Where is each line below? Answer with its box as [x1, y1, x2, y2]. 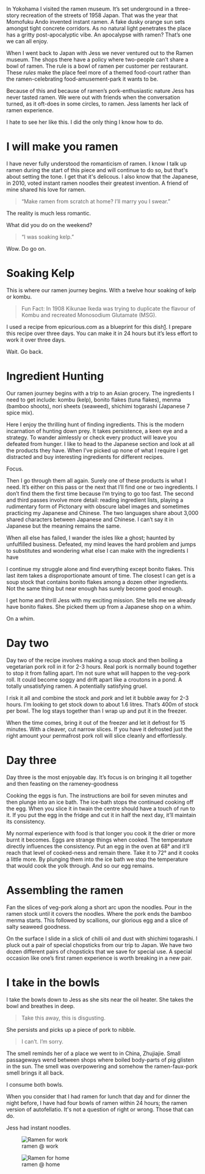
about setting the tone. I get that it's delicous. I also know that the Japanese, [6, 173, 198, 180]
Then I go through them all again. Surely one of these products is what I [6, 477, 187, 484]
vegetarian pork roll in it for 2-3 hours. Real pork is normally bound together [6, 663, 197, 670]
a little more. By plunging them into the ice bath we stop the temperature [6, 855, 189, 863]
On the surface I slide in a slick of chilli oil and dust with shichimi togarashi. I [6, 935, 198, 942]
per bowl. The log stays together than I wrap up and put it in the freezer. [6, 707, 187, 715]
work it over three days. [6, 336, 66, 344]
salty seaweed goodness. [6, 923, 71, 930]
